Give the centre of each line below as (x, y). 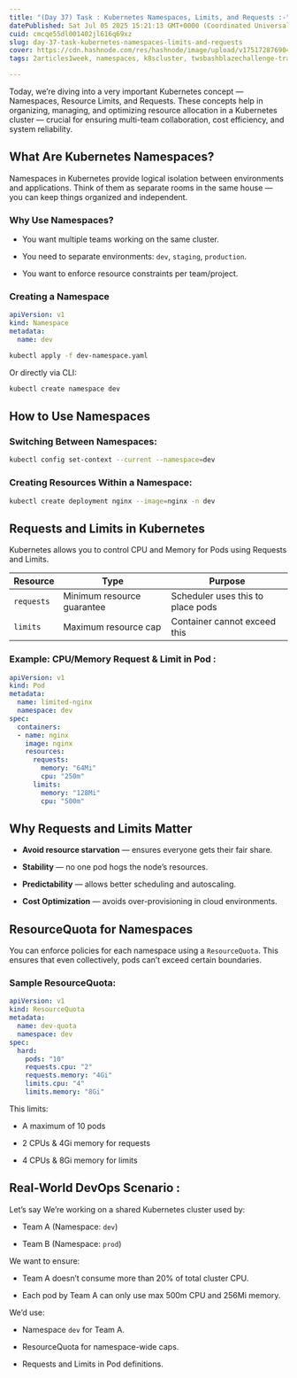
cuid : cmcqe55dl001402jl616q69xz (71, 34)
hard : (27, 1050)
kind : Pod (27, 686)
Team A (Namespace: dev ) (70, 1227)
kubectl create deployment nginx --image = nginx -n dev (112, 501)
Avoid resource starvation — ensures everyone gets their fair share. (147, 850)
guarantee (84, 608)
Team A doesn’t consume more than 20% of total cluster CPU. (135, 1278)
